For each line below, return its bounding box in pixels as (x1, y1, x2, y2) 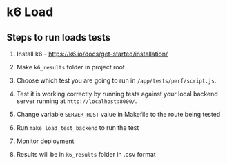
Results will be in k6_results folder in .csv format (16, 151, 156, 158)
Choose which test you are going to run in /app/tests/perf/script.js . (16, 76, 217, 85)
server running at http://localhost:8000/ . (16, 97, 137, 105)
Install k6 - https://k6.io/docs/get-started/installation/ (16, 49, 168, 58)
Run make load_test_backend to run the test (16, 124, 139, 131)
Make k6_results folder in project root (16, 63, 125, 71)
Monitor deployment (16, 137, 75, 145)
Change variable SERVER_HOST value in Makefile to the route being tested (16, 111, 221, 118)
